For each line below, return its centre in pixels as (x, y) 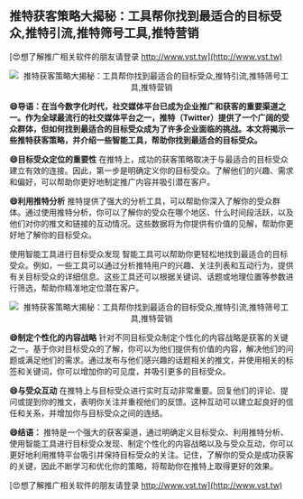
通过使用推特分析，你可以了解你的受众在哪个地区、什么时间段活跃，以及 (159, 212)
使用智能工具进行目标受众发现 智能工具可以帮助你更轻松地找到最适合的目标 (149, 254)
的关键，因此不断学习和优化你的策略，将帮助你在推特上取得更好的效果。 (143, 466)
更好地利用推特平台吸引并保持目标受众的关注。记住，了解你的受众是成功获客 (151, 455)
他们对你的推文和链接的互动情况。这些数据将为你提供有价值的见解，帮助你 (147, 223)
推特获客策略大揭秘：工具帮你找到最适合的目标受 (146, 16)
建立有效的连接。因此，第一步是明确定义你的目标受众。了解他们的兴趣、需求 (151, 171)
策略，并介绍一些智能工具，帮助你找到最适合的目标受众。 (155, 140)
